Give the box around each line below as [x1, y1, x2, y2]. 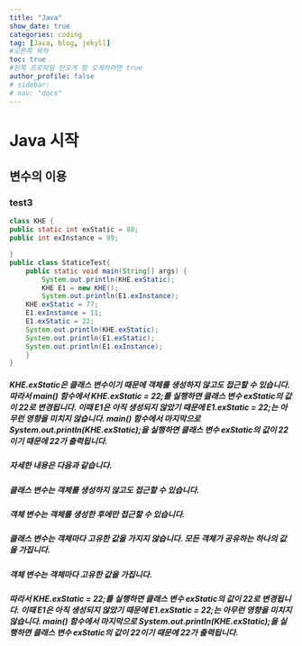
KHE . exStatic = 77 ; [25, 300, 99, 309]
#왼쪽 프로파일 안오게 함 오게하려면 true [9, 64, 142, 73]
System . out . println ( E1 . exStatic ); [25, 333, 155, 342]
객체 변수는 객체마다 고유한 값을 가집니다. [9, 569, 153, 579]
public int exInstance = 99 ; [9, 233, 119, 243]
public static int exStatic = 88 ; [9, 225, 140, 234]
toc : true [9, 55, 47, 64]
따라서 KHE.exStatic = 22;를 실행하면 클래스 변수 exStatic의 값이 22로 [9, 594, 261, 605]
